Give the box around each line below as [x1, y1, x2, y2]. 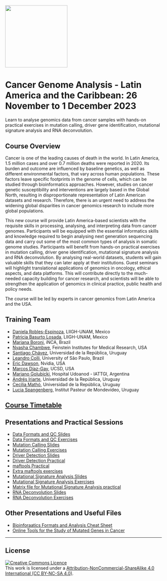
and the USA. [5, 301, 32, 307]
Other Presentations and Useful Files [5, 509, 122, 517]
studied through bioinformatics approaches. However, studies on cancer [5, 181, 154, 187]
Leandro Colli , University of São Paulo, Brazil [12, 355, 104, 361]
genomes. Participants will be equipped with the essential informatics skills [5, 228, 159, 234]
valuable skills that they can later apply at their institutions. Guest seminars [5, 259, 158, 265]
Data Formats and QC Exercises [12, 436, 78, 442]
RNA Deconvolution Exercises [12, 495, 74, 500]
